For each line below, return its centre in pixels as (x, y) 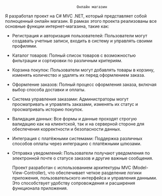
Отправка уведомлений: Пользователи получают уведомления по (81, 153)
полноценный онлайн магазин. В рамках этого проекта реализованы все (81, 21)
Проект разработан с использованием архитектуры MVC (72, 168)
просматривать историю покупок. (48, 109)
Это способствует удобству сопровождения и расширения (73, 183)
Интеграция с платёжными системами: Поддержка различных (77, 139)
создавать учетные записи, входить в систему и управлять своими (82, 41)
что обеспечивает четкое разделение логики (95, 173)
